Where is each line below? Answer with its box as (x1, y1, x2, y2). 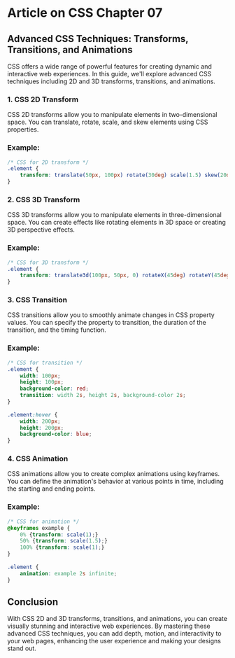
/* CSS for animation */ (7, 518, 80, 525)
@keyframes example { (7, 524, 71, 531)
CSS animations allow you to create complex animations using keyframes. (7, 470, 220, 478)
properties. (7, 125, 39, 134)
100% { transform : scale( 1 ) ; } (20, 544, 105, 551)
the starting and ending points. (7, 484, 96, 493)
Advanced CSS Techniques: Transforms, (7, 33, 189, 45)
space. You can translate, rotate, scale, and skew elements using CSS (7, 118, 208, 127)
